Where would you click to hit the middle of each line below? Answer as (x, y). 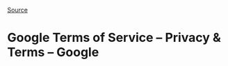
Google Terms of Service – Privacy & (114, 38)
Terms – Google (53, 53)
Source (17, 10)
